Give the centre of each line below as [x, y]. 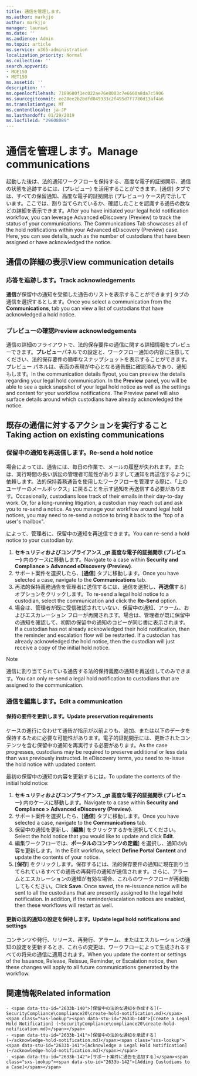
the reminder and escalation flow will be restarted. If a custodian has [97, 635]
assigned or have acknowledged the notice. [59, 242]
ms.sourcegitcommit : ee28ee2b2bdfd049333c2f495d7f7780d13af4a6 [85, 99]
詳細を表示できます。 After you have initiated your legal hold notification [102, 211]
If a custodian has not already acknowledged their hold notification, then [102, 629]
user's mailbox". [26, 521]
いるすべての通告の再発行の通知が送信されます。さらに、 [104, 871]
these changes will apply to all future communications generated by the [93, 967]
